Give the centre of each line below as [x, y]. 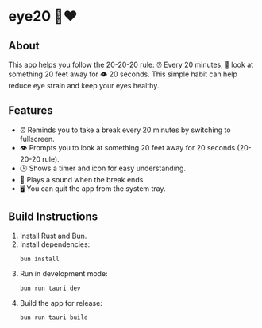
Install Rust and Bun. [53, 236]
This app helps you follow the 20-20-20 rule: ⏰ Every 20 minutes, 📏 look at [131, 64]
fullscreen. [37, 139]
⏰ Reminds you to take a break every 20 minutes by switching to [125, 130]
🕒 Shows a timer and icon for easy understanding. [103, 168]
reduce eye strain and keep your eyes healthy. [84, 86]
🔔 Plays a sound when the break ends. [82, 179]
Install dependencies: [55, 244]
